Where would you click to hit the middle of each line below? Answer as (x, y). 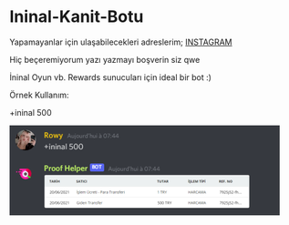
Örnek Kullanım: (40, 95)
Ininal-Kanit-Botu (77, 17)
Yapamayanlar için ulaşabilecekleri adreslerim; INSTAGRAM (121, 42)
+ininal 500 (31, 112)
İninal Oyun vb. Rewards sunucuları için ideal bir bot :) (111, 77)
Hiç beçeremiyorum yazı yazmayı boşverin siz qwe (105, 59)
